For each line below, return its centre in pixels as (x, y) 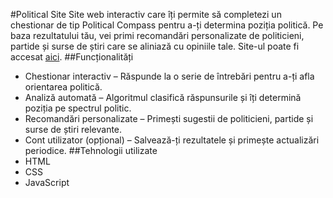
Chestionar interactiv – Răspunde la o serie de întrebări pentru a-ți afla (169, 76)
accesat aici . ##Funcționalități (72, 57)
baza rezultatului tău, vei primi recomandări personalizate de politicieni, (157, 35)
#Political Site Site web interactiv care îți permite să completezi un (146, 14)
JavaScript (47, 182)
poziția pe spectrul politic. (78, 108)
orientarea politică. (63, 87)
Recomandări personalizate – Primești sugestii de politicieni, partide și (169, 118)
